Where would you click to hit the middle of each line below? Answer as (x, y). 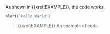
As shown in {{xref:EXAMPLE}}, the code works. (55, 7)
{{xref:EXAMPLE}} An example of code (58, 26)
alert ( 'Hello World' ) (28, 16)
